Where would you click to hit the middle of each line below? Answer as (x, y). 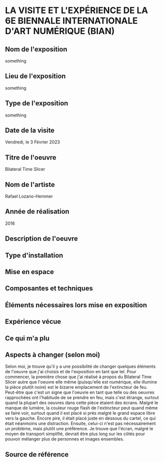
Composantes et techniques (49, 289)
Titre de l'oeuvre (31, 157)
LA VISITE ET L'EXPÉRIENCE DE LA (77, 10)
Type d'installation (34, 255)
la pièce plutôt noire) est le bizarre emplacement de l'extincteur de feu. (76, 387)
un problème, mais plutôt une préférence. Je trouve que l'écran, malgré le (79, 429)
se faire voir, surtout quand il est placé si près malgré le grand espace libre (80, 413)
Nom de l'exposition (36, 49)
